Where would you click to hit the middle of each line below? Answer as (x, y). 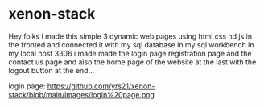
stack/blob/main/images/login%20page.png (82, 94)
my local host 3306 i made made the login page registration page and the (130, 53)
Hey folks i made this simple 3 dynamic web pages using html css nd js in (130, 36)
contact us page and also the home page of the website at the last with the (132, 62)
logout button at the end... (52, 70)
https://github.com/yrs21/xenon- (101, 86)
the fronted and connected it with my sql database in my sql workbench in (131, 44)
